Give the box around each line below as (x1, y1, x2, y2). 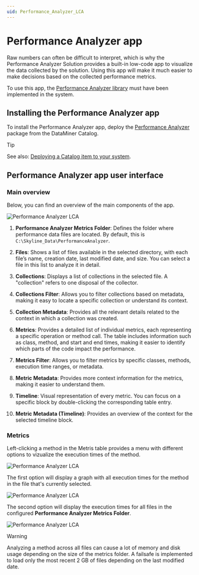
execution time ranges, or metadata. (15, 363, 104, 370)
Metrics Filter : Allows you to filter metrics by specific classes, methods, (15, 357, 191, 364)
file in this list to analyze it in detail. (15, 261, 101, 268)
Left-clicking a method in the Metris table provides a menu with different (7, 445, 183, 452)
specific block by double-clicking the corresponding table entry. (15, 399, 172, 406)
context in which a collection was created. (15, 315, 118, 322)
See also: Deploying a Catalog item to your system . (7, 153, 131, 160)
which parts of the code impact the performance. (15, 345, 136, 352)
